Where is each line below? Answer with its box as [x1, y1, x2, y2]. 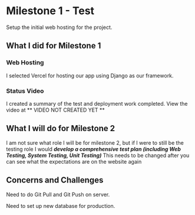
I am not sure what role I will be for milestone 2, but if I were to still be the [6, 139, 184, 146]
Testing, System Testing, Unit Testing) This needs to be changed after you [6, 152, 190, 159]
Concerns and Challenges [6, 175, 104, 185]
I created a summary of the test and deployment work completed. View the [6, 100, 188, 107]
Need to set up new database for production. [6, 202, 115, 209]
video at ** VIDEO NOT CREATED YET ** [6, 106, 105, 113]
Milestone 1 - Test [6, 4, 95, 18]
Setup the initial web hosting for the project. [6, 24, 113, 31]
